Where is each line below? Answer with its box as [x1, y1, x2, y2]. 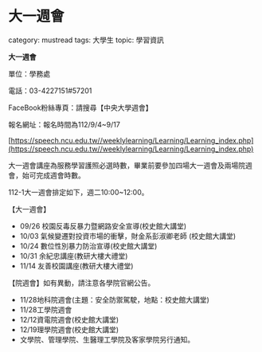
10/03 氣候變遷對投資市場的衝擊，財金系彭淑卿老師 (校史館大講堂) [19, 231, 237, 241]
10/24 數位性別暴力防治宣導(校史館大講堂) [19, 241, 158, 251]
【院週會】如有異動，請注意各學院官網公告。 [8, 278, 155, 287]
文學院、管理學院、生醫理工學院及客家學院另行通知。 [19, 334, 195, 344]
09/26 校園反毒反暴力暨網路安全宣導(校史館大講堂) [19, 221, 187, 231]
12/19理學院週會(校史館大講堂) [19, 324, 119, 334]
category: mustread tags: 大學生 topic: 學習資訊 [8, 35, 165, 45]
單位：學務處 [8, 68, 50, 78]
